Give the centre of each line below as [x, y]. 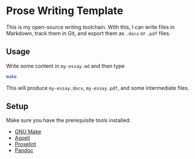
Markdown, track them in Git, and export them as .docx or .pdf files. [88, 33]
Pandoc [24, 150]
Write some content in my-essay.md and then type [65, 66]
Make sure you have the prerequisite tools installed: [68, 120]
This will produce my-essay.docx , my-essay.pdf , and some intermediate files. [98, 88]
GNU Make [28, 132]
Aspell [22, 138]
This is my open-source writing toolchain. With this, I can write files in [90, 27]
